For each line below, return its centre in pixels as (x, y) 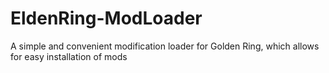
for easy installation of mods (69, 56)
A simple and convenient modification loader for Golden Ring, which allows (165, 46)
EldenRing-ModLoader (106, 18)
